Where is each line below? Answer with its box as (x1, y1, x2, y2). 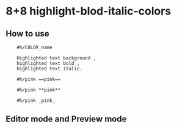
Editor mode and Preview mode (5, 114, 127, 124)
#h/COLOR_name (16, 44, 52, 50)
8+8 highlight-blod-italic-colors (5, 4, 172, 18)
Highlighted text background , (16, 55, 96, 61)
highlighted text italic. (16, 66, 83, 72)
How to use (5, 29, 49, 39)
